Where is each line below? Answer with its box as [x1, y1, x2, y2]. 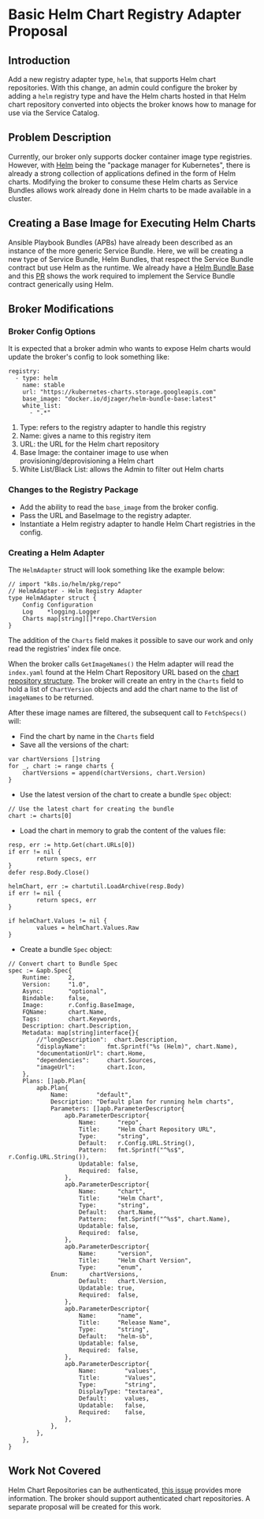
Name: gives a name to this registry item [19, 431, 151, 441]
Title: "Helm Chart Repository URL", [78, 1125, 217, 1133]
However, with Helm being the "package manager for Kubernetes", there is [8, 160, 251, 170]
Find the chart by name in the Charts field [19, 731, 155, 741]
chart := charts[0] [8, 812, 73, 819]
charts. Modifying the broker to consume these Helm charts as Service [8, 177, 239, 186]
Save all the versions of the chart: [19, 740, 129, 749]
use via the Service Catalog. [8, 108, 100, 118]
